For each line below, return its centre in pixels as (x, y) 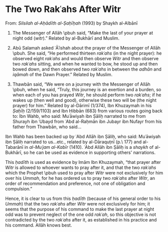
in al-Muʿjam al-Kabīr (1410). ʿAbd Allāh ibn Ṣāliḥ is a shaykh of (89, 147)
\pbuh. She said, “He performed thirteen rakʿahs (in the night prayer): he (87, 53)
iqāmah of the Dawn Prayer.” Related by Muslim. (62, 74)
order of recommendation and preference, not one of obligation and (75, 183)
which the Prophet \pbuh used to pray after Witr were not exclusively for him (84, 173)
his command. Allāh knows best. (39, 225)
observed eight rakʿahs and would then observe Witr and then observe (86, 58)
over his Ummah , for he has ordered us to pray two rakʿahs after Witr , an (80, 178)
